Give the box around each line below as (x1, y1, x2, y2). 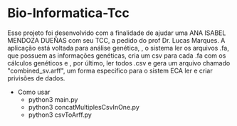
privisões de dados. (7, 73, 65, 83)
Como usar (17, 88, 51, 96)
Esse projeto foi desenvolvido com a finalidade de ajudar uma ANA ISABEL (7, 28, 226, 37)
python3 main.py (28, 95, 78, 104)
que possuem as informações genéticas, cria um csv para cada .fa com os (7, 51, 226, 60)
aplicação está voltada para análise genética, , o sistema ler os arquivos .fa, (7, 43, 229, 52)
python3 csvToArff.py (28, 110, 93, 119)
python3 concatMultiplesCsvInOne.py (28, 103, 140, 111)
